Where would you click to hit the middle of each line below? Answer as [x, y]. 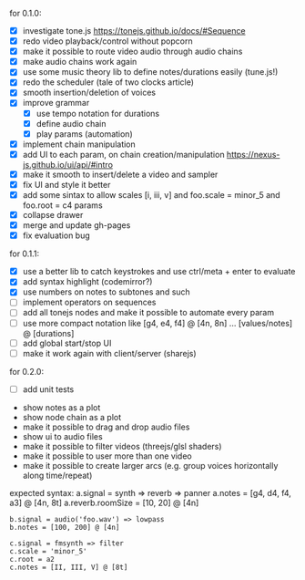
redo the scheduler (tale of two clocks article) [108, 82]
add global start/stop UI [67, 343]
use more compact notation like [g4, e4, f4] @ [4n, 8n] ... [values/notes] [158, 323]
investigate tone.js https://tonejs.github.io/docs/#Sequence [134, 31]
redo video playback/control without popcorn [107, 41]
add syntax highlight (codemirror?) [87, 282]
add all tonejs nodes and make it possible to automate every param [148, 313]
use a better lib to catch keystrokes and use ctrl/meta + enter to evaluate [159, 272]
